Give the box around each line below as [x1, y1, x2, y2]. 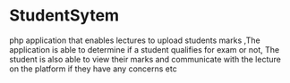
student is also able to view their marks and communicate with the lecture [9, 54, 282, 64]
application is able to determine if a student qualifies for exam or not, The [9, 44, 280, 54]
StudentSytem [9, 5, 119, 26]
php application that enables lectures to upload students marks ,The [9, 35, 261, 46]
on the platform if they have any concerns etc [9, 63, 177, 74]
